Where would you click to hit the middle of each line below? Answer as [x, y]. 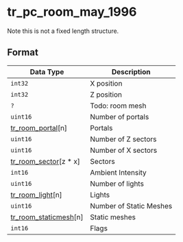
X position [106, 83]
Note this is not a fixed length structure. [63, 31]
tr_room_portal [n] [39, 128]
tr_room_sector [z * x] [46, 161]
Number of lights [117, 184]
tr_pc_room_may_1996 [72, 12]
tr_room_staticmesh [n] [47, 217]
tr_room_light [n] [37, 195]
